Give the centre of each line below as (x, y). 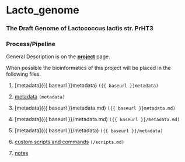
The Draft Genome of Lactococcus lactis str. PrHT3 (80, 29)
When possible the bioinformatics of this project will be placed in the (88, 68)
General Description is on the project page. (58, 57)
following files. (24, 74)
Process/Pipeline (31, 44)
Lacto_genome (43, 10)
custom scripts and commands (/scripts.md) (69, 142)
